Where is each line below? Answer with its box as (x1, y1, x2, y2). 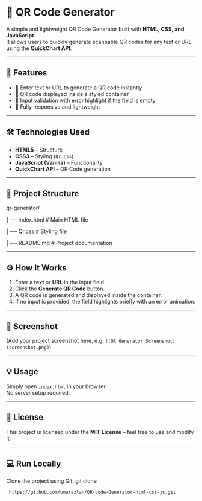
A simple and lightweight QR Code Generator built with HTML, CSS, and (6, 25, 185, 33)
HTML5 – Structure (14, 146, 63, 153)
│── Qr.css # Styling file (6, 228, 67, 235)
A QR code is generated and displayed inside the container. (14, 292, 162, 299)
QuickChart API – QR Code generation (14, 165, 111, 173)
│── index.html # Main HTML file (6, 216, 88, 223)
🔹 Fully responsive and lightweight (14, 103, 100, 110)
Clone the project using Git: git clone (6, 477, 97, 485)
